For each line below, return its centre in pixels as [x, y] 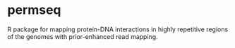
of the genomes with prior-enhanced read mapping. [83, 36]
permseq [34, 10]
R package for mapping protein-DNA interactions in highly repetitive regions [118, 29]
